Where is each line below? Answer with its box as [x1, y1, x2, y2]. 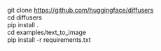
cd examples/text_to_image [7, 28, 86, 36]
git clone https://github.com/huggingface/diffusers [7, 6, 154, 14]
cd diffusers [7, 13, 42, 22]
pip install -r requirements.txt [7, 36, 91, 44]
